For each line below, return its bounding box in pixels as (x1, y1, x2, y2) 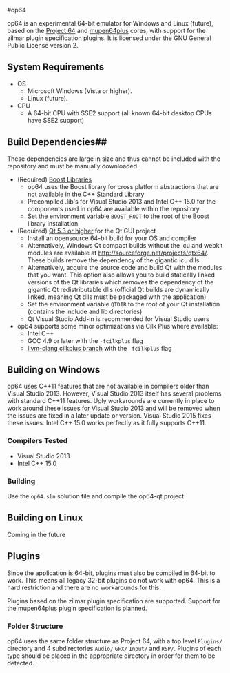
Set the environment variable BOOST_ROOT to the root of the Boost (27, 212, 210, 220)
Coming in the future (7, 530, 66, 538)
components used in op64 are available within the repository (27, 204, 200, 213)
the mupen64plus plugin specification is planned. (7, 604, 147, 612)
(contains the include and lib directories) (27, 307, 143, 315)
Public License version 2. (7, 41, 79, 49)
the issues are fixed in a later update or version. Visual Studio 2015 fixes (7, 411, 211, 420)
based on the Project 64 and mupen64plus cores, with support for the (7, 27, 207, 35)
